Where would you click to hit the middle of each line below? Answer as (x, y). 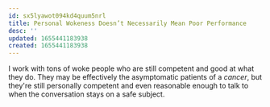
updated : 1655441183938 (48, 38)
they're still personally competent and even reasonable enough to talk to (129, 86)
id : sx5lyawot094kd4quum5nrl (57, 16)
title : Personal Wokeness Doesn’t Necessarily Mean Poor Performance (128, 23)
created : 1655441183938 (48, 46)
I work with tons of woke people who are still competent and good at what (131, 68)
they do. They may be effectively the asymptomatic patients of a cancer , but (135, 77)
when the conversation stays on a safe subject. (87, 94)
